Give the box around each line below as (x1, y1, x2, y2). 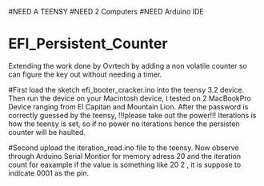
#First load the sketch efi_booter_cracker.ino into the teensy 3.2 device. (8, 85, 245, 94)
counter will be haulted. (8, 127, 86, 137)
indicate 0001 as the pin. (8, 168, 90, 178)
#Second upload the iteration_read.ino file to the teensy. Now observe (8, 143, 240, 152)
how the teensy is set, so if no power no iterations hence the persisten (8, 119, 240, 129)
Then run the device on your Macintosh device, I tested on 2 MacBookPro (8, 93, 252, 103)
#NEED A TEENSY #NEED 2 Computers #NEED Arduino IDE (8, 7, 204, 16)
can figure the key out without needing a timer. (8, 69, 162, 79)
